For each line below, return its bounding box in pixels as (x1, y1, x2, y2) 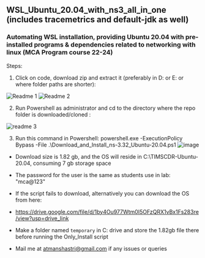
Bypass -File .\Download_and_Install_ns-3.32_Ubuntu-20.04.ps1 (15, 141, 176, 148)
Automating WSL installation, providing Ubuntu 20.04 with (6, 33, 185, 42)
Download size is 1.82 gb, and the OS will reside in (15, 153, 142, 160)
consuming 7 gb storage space (32, 159, 111, 167)
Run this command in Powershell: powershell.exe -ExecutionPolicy (15, 134, 183, 142)
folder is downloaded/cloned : (15, 110, 91, 118)
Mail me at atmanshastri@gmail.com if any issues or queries (15, 245, 167, 252)
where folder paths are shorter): (15, 80, 96, 88)
